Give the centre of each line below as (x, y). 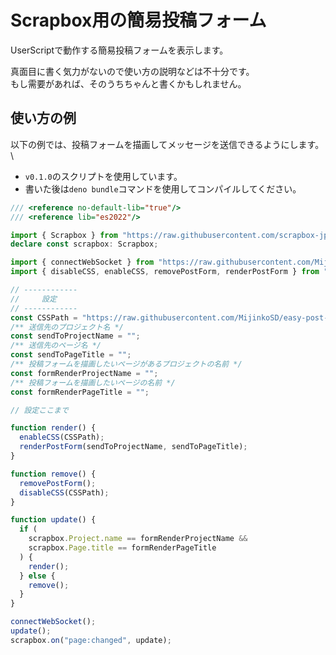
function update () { (53, 520)
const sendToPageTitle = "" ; (71, 355)
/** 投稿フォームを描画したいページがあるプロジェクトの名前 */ (126, 364)
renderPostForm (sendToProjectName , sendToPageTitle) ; (133, 447)
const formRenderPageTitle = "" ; (80, 392)
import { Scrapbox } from (64, 235)
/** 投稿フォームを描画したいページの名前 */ (93, 382)
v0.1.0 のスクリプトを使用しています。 (103, 176)
